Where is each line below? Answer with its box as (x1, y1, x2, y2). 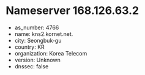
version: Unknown (14, 56, 61, 63)
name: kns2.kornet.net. (14, 30, 73, 37)
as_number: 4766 (14, 24, 59, 31)
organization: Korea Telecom (14, 49, 87, 57)
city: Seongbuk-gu (14, 37, 62, 44)
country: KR (14, 43, 45, 51)
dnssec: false (14, 62, 49, 70)
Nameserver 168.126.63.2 (6, 4, 139, 18)
